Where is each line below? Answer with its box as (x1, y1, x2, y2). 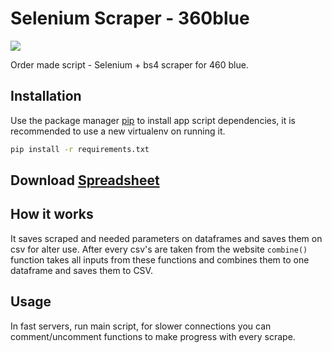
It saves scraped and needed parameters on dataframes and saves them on (10, 232, 323, 244)
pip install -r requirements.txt (10, 144, 150, 154)
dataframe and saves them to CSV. (10, 264, 153, 276)
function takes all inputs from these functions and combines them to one (10, 253, 310, 266)
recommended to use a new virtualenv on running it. (10, 125, 226, 137)
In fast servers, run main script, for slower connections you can (10, 320, 272, 332)
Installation (10, 88, 82, 105)
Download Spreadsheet (10, 172, 160, 189)
